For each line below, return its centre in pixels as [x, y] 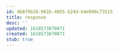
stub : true [20, 39]
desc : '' [17, 23]
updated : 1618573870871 [36, 28]
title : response [26, 17]
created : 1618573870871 [36, 34]
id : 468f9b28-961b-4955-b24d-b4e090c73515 [59, 12]
